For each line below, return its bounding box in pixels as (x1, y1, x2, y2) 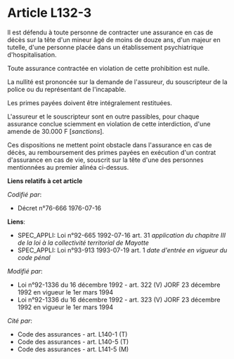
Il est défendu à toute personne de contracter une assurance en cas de (7, 28, 214, 36)
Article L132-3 (7, 5, 92, 21)
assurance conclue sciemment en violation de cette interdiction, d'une (7, 119, 211, 128)
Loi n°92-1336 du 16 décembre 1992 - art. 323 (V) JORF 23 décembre (17, 295, 221, 304)
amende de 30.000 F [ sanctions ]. (7, 127, 104, 135)
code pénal (17, 253, 51, 262)
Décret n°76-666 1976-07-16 (17, 203, 102, 212)
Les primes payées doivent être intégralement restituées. (7, 98, 172, 107)
